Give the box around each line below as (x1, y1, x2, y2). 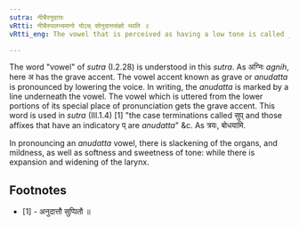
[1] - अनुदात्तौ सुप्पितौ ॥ (21, 206, 91, 217)
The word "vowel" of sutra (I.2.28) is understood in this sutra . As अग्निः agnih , (9, 61, 289, 72)
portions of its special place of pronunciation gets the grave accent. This (9, 101, 276, 111)
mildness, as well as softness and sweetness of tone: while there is (9, 148, 255, 158)
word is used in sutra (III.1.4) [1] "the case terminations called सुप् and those (9, 110, 283, 121)
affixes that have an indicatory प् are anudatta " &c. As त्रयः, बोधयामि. (9, 120, 246, 131)
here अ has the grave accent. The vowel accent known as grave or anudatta (9, 72, 288, 83)
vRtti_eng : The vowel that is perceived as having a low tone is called (9, 29, 285, 38)
